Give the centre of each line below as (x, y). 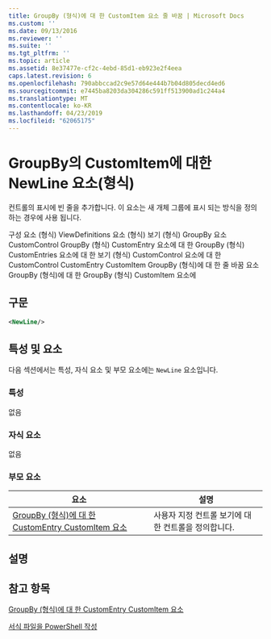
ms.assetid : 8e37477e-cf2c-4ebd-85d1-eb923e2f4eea (95, 69)
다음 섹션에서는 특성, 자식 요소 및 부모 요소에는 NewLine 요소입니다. (113, 370)
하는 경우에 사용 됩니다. (45, 217)
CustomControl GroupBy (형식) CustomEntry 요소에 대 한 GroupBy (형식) (127, 244)
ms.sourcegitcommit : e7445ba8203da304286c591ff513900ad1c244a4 (117, 91)
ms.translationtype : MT (48, 98)
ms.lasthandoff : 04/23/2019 (56, 114)
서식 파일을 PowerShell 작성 (53, 627)
